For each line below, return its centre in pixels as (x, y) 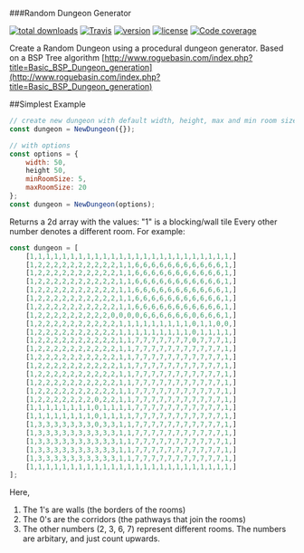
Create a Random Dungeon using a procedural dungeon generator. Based (147, 48)
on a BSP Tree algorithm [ (57, 57)
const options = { (44, 154)
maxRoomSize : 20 (57, 188)
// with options (40, 145)
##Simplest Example (47, 104)
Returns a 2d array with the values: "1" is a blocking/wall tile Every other (143, 222)
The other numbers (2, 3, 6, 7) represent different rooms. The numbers (154, 529)
